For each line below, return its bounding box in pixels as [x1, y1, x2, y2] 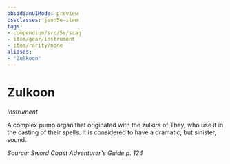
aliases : [7, 49, 32, 56]
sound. [7, 135, 27, 143]
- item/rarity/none [7, 42, 63, 49]
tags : [7, 23, 23, 30]
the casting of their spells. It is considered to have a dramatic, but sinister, [7, 128, 217, 136]
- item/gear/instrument [7, 36, 76, 43]
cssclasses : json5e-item [7, 17, 79, 23]
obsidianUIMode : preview [7, 10, 79, 17]
